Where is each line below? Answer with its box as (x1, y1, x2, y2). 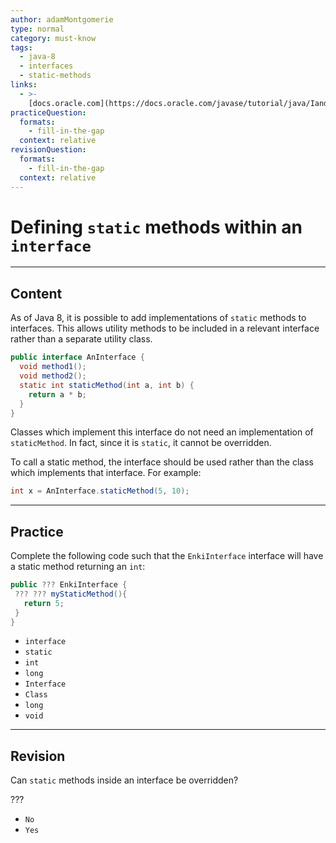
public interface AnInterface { (10, 352, 145, 363)
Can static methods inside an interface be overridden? (10, 774, 239, 786)
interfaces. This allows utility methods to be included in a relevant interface (10, 322, 320, 335)
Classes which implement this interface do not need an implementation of (10, 426, 314, 438)
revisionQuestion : (10, 145, 87, 155)
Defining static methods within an (10, 216, 303, 238)
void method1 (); (19, 362, 87, 372)
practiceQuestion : (10, 107, 87, 118)
